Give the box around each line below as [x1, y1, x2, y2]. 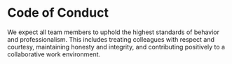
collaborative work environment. [7, 50, 101, 58]
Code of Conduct [7, 5, 109, 21]
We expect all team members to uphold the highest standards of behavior [7, 28, 219, 36]
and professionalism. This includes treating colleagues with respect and [7, 35, 215, 43]
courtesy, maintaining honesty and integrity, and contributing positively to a [7, 42, 226, 51]
